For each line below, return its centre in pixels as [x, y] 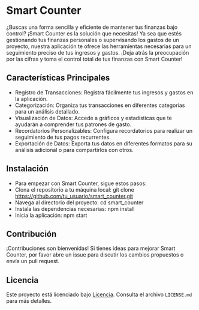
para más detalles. [29, 301]
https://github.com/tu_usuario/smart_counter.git [74, 196]
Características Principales [58, 78]
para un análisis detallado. [47, 111]
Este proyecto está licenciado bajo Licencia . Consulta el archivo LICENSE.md [99, 294]
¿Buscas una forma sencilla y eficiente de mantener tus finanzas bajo [92, 27]
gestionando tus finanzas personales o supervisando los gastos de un [93, 40]
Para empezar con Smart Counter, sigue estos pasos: [81, 183]
